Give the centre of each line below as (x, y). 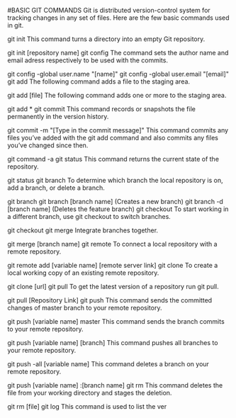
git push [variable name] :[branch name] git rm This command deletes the (115, 385)
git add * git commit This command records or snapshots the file (102, 109)
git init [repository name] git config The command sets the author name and (118, 53)
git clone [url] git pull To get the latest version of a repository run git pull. (113, 287)
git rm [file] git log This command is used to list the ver (87, 406)
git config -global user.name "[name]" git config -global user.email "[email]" (118, 74)
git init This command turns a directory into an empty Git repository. (106, 39)
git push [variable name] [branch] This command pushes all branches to (113, 343)
